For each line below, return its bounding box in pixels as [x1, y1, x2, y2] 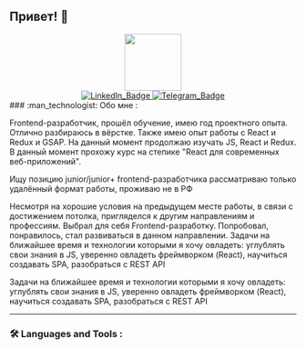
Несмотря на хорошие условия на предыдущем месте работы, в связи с [9, 201, 293, 212]
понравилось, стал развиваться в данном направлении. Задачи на [9, 229, 270, 241]
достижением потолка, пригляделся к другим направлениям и [9, 210, 255, 221]
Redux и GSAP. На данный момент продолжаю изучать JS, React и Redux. [9, 136, 298, 147]
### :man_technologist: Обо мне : [9, 99, 138, 110]
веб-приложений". [9, 155, 82, 166]
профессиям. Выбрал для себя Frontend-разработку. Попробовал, [9, 220, 269, 231]
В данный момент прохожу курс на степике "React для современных [9, 146, 280, 157]
